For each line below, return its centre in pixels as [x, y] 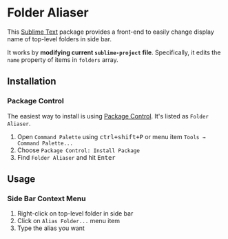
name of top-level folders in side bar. [60, 39]
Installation [32, 82]
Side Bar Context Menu [46, 198]
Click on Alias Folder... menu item [69, 221]
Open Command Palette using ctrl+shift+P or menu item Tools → [111, 136]
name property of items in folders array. [63, 59]
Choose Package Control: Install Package [78, 150]
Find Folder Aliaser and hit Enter [66, 157]
